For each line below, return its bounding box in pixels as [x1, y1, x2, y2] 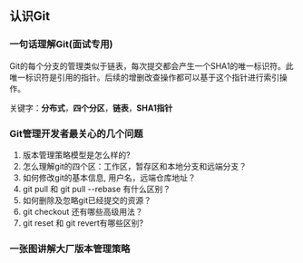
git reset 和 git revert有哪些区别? [22, 217, 143, 229]
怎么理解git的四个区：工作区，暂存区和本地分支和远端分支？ [22, 161, 248, 171]
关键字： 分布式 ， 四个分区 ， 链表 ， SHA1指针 [9, 102, 173, 113]
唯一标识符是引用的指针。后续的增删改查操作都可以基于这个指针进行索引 [9, 72, 279, 83]
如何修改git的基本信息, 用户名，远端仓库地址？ [22, 171, 197, 183]
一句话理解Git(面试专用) [9, 38, 113, 51]
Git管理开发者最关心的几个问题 [9, 127, 143, 140]
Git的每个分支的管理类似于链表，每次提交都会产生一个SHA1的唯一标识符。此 [9, 60, 294, 71]
